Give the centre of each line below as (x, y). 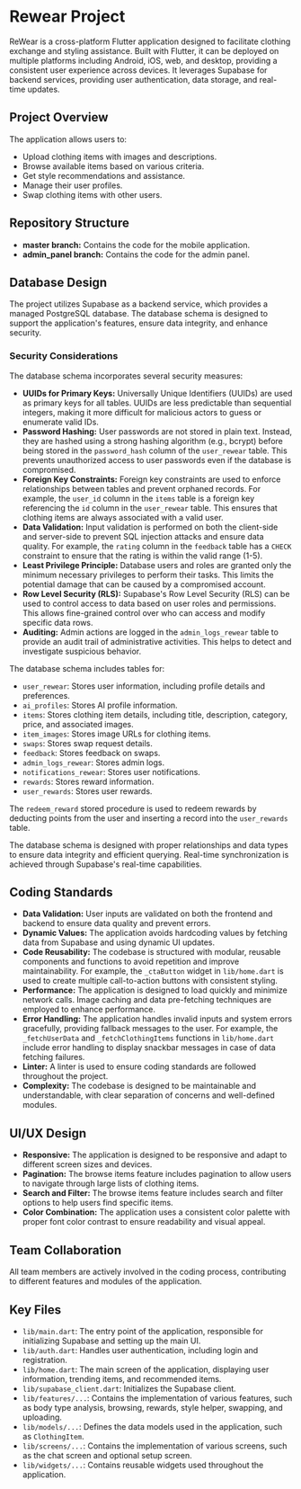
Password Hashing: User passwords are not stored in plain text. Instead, (157, 431)
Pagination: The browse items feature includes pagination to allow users (157, 1174)
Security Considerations (64, 356)
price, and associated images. (78, 724)
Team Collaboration (66, 1250)
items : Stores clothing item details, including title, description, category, (155, 714)
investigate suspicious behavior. (82, 651)
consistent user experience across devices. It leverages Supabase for (138, 70)
